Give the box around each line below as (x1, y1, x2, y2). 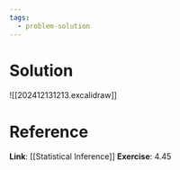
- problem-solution (17, 22, 91, 31)
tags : (9, 13, 30, 22)
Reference (9, 121, 88, 142)
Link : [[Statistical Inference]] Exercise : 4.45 (9, 151, 172, 162)
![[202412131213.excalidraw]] (9, 90, 117, 101)
